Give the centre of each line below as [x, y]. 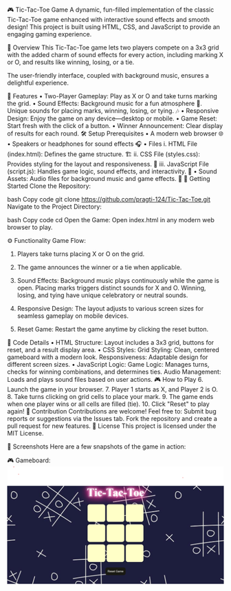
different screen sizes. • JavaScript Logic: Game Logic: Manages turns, [108, 364]
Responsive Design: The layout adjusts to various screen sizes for [110, 309]
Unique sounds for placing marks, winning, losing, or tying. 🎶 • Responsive [113, 111]
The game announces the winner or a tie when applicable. [99, 267]
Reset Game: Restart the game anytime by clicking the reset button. [113, 329]
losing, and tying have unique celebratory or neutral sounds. [102, 295]
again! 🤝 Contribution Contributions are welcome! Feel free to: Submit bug [112, 411]
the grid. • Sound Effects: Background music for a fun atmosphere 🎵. [105, 103]
